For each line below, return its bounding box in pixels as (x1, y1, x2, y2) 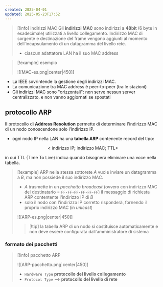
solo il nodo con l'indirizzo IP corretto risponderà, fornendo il (24, 200, 147, 205)
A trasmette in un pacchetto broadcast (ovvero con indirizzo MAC (24, 184, 158, 190)
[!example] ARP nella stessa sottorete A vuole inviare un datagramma (17, 169, 157, 175)
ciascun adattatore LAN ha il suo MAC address (24, 50, 118, 56)
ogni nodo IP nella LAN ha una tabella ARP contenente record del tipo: (12, 136, 154, 142)
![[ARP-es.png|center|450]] (17, 214, 73, 220)
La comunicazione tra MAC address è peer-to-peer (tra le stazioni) (12, 83, 147, 89)
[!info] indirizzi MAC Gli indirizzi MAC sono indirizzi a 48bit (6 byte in (17, 25, 158, 31)
